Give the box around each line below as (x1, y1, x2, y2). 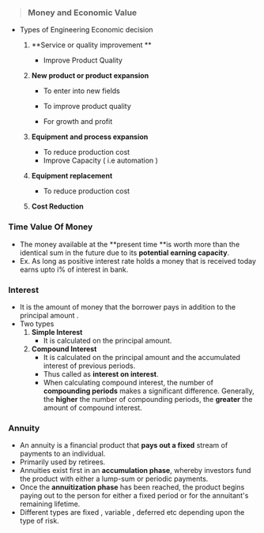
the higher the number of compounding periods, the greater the (43, 394, 253, 404)
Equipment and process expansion (31, 132, 149, 141)
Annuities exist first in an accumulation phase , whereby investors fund (19, 466, 251, 475)
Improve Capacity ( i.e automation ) (43, 156, 158, 165)
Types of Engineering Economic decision (19, 25, 153, 35)
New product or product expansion (31, 71, 149, 81)
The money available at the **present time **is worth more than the (19, 239, 240, 249)
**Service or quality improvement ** (31, 40, 152, 50)
